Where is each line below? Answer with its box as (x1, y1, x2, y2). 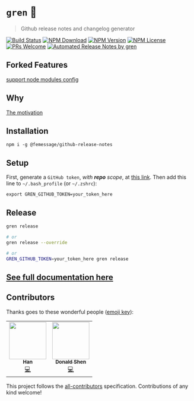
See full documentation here (6, 272, 114, 282)
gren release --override (6, 239, 68, 245)
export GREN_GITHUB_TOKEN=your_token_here (6, 191, 113, 198)
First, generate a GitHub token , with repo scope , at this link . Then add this (6, 173, 187, 181)
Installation (6, 126, 49, 136)
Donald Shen (55, 359, 87, 365)
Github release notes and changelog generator (20, 25, 135, 32)
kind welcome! (6, 389, 42, 396)
